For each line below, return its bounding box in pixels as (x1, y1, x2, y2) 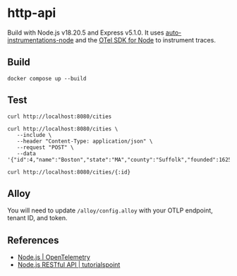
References (7, 234, 59, 246)
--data (16, 150, 37, 157)
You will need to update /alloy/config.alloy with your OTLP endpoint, (7, 206, 213, 215)
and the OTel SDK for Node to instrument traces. (75, 35, 217, 44)
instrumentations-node (7, 35, 74, 44)
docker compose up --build (7, 75, 87, 82)
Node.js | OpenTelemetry (17, 253, 90, 262)
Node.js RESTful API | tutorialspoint (17, 260, 121, 269)
